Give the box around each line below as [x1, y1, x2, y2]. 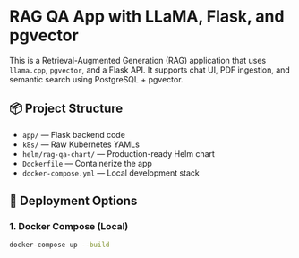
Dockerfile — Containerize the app [21, 158, 152, 168]
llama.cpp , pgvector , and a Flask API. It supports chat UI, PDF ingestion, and [9, 64, 291, 75]
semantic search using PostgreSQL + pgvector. [9, 73, 184, 84]
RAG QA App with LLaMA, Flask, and [9, 6, 285, 27]
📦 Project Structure [9, 101, 124, 116]
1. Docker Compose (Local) [9, 220, 129, 233]
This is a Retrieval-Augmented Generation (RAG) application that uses [9, 55, 267, 65]
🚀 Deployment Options [9, 193, 138, 209]
